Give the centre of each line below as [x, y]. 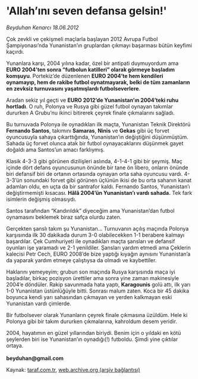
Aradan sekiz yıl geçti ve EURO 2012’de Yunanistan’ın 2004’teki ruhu [92, 100]
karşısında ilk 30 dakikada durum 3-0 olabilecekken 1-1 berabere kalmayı [95, 235]
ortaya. [15, 345]
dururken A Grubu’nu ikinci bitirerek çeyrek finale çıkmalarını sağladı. [90, 113]
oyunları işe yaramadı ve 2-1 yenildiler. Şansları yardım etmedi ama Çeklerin [99, 247]
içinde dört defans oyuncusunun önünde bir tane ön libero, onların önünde [97, 167]
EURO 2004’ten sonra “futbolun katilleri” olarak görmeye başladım [91, 69]
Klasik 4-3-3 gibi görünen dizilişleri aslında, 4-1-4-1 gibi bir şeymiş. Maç [94, 161]
